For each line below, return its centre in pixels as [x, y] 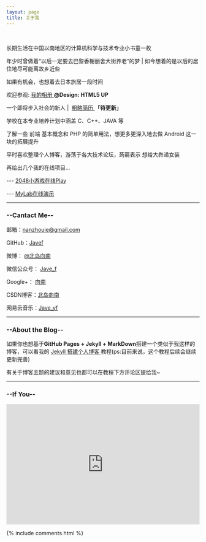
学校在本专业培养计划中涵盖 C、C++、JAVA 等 [65, 121]
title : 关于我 [23, 18]
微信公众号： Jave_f [32, 269]
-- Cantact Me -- [30, 215]
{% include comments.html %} [45, 533]
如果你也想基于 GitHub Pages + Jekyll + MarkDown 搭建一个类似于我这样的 [101, 344]
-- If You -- [21, 394]
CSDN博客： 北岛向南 [33, 294]
